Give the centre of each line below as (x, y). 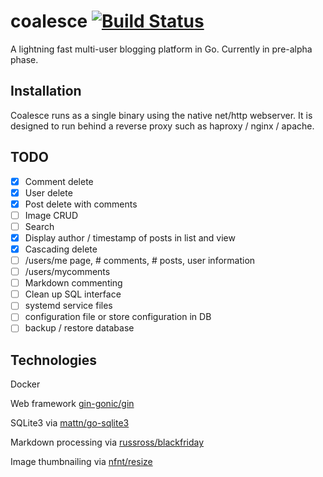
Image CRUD (51, 215)
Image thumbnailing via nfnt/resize (81, 462)
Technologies (54, 360)
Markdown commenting (73, 283)
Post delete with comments (81, 204)
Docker (25, 384)
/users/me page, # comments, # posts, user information (140, 260)
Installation (46, 91)
